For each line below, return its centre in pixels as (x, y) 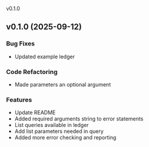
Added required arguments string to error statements (79, 119)
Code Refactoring (32, 72)
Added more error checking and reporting (65, 138)
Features (19, 99)
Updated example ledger (45, 56)
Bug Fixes (21, 44)
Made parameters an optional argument (63, 84)
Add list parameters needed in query (59, 131)
